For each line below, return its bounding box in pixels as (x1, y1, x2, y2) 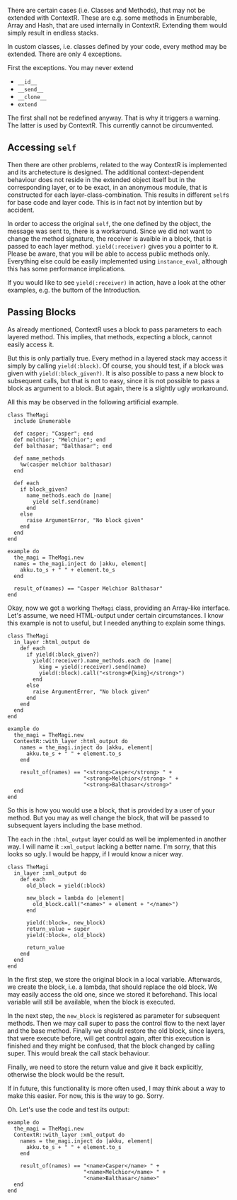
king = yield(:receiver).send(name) (38, 663, 147, 670)
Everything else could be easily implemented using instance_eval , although (7, 256, 228, 265)
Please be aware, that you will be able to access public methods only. (7, 249, 210, 258)
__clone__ (17, 94, 47, 101)
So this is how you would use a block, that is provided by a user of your (7, 805, 216, 814)
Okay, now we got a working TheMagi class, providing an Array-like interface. (7, 604, 231, 612)
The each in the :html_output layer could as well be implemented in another (7, 834, 226, 843)
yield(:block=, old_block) (25, 932, 106, 939)
